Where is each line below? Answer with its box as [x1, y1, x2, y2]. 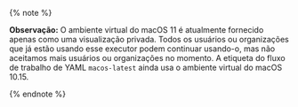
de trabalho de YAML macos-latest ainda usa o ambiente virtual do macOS [9, 62, 283, 73]
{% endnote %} [9, 88, 67, 99]
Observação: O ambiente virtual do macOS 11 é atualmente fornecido [9, 25, 264, 34]
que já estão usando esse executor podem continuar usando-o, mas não [9, 43, 276, 54]
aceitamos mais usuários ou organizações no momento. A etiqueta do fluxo [9, 53, 286, 63]
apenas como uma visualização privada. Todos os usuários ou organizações [9, 34, 289, 44]
